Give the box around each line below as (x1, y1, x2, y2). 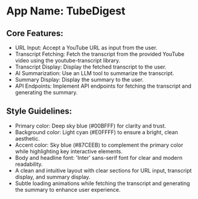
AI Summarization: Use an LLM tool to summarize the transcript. (14, 70, 174, 76)
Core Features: (6, 28, 63, 38)
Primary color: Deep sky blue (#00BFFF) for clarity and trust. (14, 122, 167, 129)
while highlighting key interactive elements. (14, 147, 123, 155)
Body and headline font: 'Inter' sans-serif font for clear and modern (14, 154, 183, 161)
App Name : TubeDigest (6, 4, 126, 18)
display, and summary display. (14, 173, 91, 180)
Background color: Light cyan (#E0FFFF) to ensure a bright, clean (14, 128, 178, 136)
